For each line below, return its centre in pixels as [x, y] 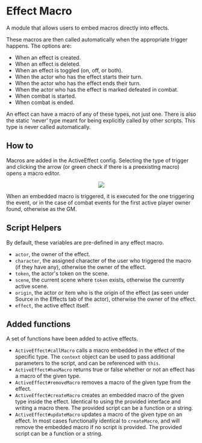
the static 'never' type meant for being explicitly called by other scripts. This [101, 120]
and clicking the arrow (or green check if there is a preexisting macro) [93, 166]
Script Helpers [34, 228]
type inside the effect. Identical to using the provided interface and [98, 401]
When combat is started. [46, 96]
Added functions [39, 324]
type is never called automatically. [49, 127]
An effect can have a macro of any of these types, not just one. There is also [101, 114]
